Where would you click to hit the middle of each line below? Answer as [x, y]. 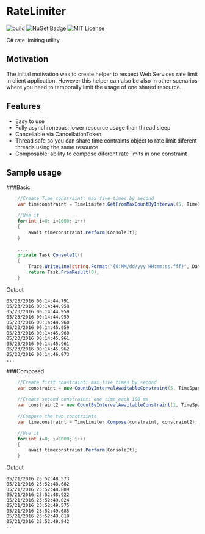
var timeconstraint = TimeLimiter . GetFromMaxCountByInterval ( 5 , [101, 204]
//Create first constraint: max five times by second [87, 382]
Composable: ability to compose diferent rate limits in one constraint [101, 154]
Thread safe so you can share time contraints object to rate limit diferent [106, 140]
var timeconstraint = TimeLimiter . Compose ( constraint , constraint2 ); [108, 422]
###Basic [18, 187]
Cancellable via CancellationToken [58, 134]
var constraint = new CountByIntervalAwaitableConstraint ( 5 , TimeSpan [109, 388]
